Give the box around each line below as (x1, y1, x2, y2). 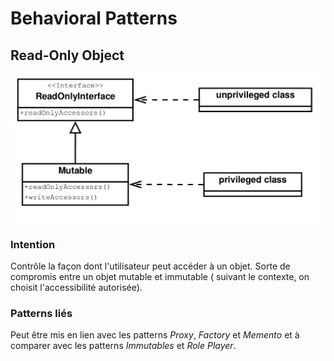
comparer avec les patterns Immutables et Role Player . (10, 340, 237, 352)
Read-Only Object (10, 47, 125, 64)
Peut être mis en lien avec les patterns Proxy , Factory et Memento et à (10, 329, 300, 341)
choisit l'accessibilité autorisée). (10, 282, 143, 294)
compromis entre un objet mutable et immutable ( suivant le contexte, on (10, 271, 310, 283)
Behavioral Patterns (10, 7, 178, 30)
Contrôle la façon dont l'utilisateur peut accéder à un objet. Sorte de (10, 260, 291, 272)
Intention (10, 237, 56, 251)
